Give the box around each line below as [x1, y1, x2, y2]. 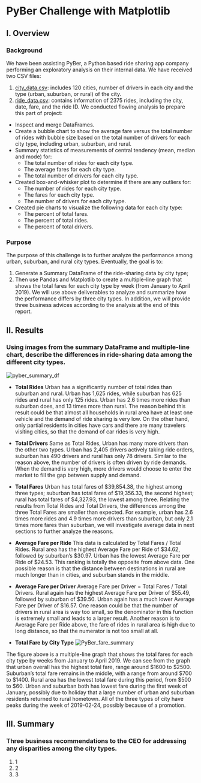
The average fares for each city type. [23, 165, 116, 173]
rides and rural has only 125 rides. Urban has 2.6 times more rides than [14, 396, 191, 403]
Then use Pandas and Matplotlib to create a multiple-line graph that [14, 276, 182, 283]
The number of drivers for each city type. [23, 197, 127, 204]
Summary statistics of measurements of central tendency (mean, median [14, 146, 196, 153]
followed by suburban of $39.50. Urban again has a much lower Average [14, 595, 195, 603]
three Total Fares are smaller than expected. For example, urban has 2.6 [14, 508, 193, 516]
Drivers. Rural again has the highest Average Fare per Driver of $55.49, [14, 589, 191, 596]
